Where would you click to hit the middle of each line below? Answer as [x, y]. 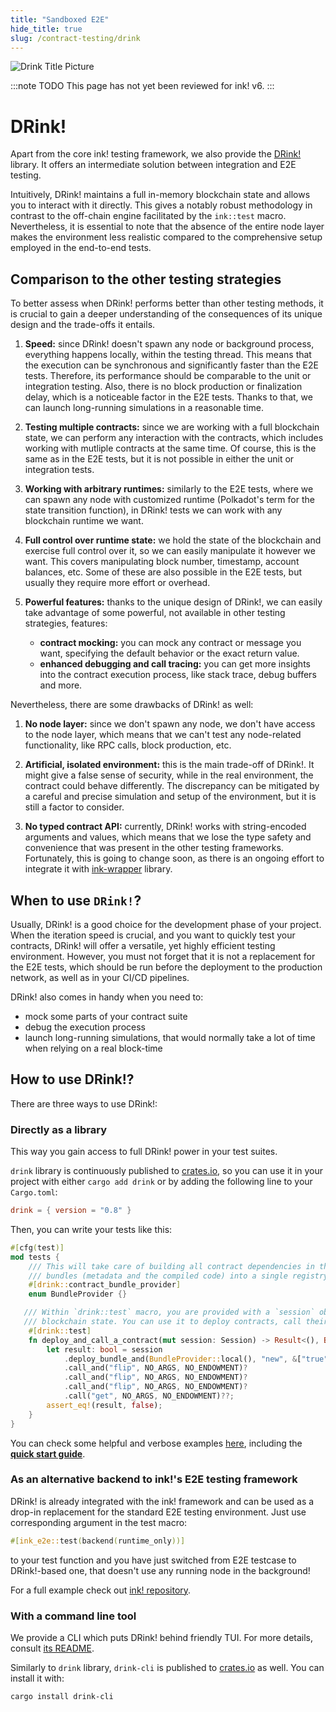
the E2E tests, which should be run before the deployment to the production [166, 967]
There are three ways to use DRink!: [84, 1103]
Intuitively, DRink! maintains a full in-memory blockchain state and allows [160, 195]
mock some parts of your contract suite [106, 1016]
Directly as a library [59, 1129]
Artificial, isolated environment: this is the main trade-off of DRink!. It [169, 765]
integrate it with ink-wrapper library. [98, 869]
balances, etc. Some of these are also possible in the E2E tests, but [163, 572]
